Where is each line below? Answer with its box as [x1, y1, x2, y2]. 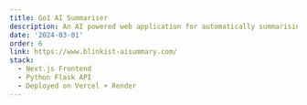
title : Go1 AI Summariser [9, 13, 108, 23]
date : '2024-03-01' [9, 30, 84, 39]
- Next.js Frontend [17, 65, 92, 74]
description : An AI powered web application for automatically [9, 22, 256, 31]
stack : [9, 56, 35, 65]
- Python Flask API [17, 73, 92, 82]
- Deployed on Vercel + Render [17, 81, 137, 90]
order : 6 [9, 38, 43, 48]
